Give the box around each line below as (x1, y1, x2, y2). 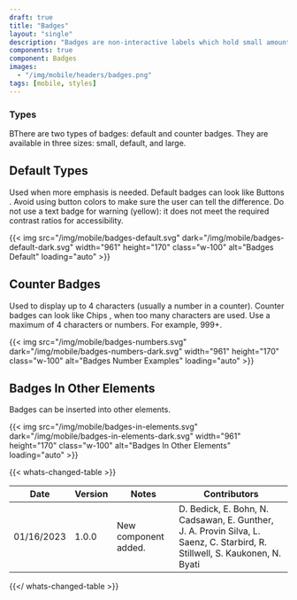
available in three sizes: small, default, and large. (9, 137, 187, 148)
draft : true (9, 12, 53, 22)
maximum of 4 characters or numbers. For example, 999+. (9, 319, 223, 330)
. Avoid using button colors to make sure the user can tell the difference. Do (9, 196, 285, 206)
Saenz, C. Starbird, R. (179, 536, 268, 549)
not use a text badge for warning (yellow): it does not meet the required (9, 206, 270, 216)
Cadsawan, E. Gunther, (179, 514, 274, 526)
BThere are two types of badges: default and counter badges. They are (9, 128, 269, 138)
